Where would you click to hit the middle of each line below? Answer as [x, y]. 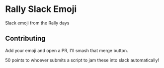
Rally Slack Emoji [41, 9]
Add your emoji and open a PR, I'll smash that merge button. [67, 50]
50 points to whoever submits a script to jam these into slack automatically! [82, 60]
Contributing [25, 38]
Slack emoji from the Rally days [37, 23]
